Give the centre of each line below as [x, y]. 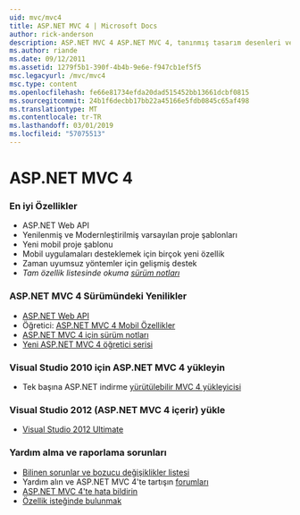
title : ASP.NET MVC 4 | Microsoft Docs [83, 26]
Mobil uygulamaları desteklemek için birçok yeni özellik [123, 254]
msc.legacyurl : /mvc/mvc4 [57, 76]
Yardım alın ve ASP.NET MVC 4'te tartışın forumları [115, 481]
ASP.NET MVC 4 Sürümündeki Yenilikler [98, 296]
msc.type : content [43, 84]
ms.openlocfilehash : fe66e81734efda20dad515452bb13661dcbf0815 [129, 92]
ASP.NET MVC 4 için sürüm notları [85, 334]
